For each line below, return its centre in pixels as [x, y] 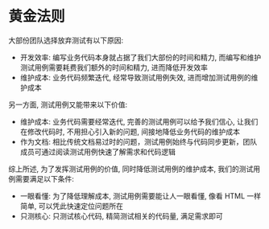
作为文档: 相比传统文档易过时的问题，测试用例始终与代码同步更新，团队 [139, 141]
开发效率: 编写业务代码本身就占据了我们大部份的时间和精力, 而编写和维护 [141, 57]
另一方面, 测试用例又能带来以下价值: [68, 104]
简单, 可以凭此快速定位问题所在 [71, 206]
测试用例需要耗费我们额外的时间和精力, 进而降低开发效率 [114, 67]
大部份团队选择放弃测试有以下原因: [66, 40]
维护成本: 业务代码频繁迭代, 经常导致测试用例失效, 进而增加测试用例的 [135, 77]
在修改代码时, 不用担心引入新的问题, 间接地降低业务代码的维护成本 [130, 131]
